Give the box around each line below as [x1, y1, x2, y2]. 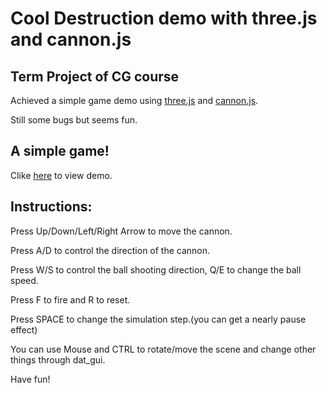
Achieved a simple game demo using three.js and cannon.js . [10, 95, 259, 106]
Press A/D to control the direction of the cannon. [10, 244, 211, 256]
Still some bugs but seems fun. [10, 114, 138, 126]
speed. [10, 274, 39, 286]
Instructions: [10, 198, 93, 216]
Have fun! [10, 373, 51, 385]
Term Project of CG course [10, 68, 180, 85]
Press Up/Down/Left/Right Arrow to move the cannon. [10, 225, 233, 237]
